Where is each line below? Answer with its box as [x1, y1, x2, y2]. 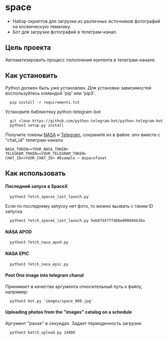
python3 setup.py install [10, 123, 64, 128]
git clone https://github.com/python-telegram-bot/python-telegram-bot [10, 118, 163, 123]
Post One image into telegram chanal [5, 272, 84, 278]
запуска [5, 208, 23, 215]
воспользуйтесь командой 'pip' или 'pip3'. [5, 90, 96, 96]
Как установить [5, 71, 58, 80]
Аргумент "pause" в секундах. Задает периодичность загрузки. [5, 320, 143, 326]
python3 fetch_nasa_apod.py [10, 240, 69, 245]
